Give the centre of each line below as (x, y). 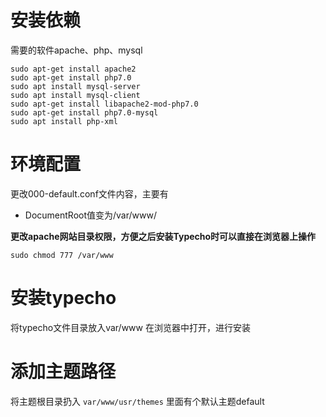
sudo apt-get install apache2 (73, 69)
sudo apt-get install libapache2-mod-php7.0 (104, 104)
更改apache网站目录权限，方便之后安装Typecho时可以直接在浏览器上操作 (163, 236)
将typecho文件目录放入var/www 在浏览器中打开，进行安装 (130, 327)
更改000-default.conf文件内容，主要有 (89, 193)
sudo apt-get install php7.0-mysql (84, 112)
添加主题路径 (63, 372)
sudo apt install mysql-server (75, 86)
